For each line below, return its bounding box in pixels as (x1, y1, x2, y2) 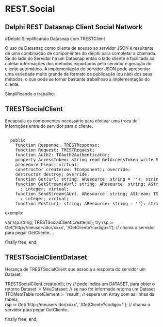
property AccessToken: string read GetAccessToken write (15, 157, 154, 162)
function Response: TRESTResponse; (15, 142, 100, 148)
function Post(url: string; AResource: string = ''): (15, 201, 146, 206)
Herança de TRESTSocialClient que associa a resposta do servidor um (5, 266, 146, 272)
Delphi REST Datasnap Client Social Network (5, 23, 143, 31)
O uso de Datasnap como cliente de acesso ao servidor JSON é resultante (5, 45, 154, 51)
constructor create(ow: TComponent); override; (15, 167, 131, 172)
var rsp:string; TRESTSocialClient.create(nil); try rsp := (5, 219, 114, 225)
